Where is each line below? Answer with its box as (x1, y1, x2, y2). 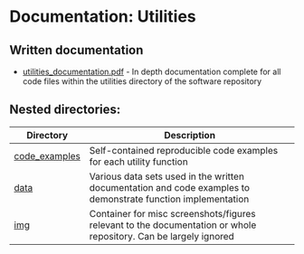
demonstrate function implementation (89, 193, 250, 205)
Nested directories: (9, 102, 121, 118)
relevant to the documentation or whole (89, 219, 257, 231)
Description (164, 128, 215, 141)
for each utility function (89, 155, 188, 168)
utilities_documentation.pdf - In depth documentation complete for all (22, 66, 281, 77)
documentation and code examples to (89, 181, 251, 193)
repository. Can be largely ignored (89, 230, 235, 242)
